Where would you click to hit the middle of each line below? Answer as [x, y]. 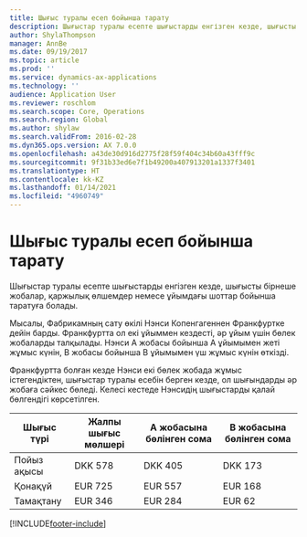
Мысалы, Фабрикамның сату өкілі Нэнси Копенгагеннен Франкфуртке [147, 323]
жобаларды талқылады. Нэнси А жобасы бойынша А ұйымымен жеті [145, 342]
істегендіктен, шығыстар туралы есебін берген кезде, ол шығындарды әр [153, 379]
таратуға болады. [44, 305]
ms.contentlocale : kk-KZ [57, 179]
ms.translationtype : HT [55, 171]
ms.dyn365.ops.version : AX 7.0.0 [73, 145]
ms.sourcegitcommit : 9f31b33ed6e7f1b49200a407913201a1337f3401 [132, 162]
